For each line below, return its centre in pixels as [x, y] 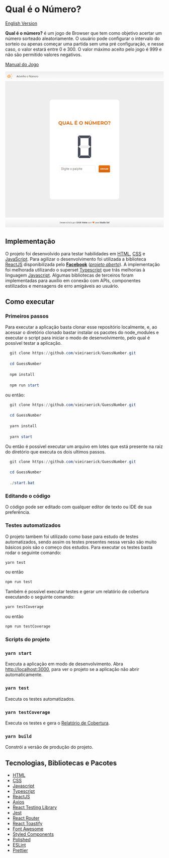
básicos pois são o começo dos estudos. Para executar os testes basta [79, 547]
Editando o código [28, 495]
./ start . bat [22, 483]
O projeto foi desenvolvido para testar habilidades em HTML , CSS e [75, 253]
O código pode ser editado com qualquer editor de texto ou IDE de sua [78, 507]
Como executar [30, 302]
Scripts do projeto [28, 640]
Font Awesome [28, 829]
